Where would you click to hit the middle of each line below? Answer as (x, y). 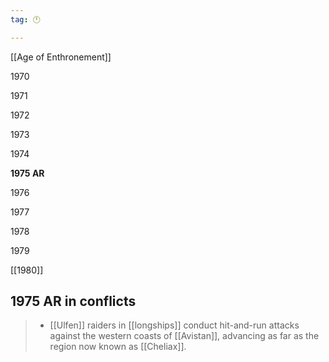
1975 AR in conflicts (73, 301)
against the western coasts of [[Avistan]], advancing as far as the (184, 336)
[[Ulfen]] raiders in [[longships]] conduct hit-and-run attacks (174, 325)
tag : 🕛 (25, 19)
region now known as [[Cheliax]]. (118, 347)
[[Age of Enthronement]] (61, 57)
